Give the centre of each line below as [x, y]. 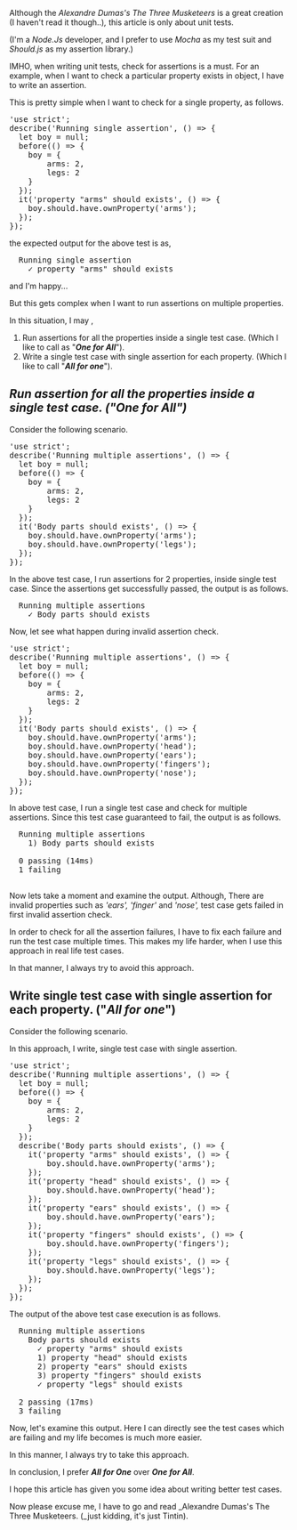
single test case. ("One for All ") [98, 408]
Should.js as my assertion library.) [71, 49]
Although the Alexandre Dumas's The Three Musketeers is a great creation [146, 13]
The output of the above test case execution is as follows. [115, 1314]
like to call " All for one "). [67, 366]
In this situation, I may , [52, 320]
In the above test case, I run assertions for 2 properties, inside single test [143, 579]
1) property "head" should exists [112, 1357]
